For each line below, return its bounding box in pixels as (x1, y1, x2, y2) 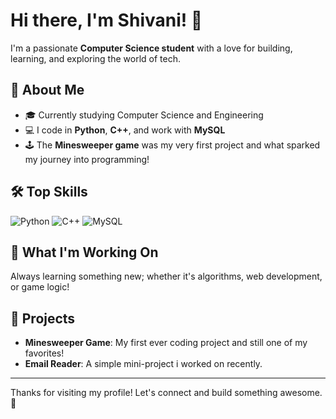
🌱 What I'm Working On (10, 244, 159, 261)
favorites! (24, 347, 65, 359)
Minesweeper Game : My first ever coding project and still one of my (24, 337, 308, 349)
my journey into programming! (24, 153, 150, 165)
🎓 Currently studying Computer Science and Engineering (24, 109, 264, 121)
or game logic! (10, 281, 70, 293)
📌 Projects (10, 310, 76, 327)
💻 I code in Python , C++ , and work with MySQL (24, 124, 226, 136)
